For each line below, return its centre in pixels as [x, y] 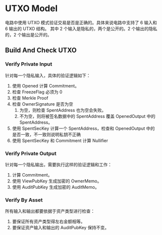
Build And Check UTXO [41, 50]
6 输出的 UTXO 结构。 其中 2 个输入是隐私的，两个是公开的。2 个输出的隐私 [81, 28]
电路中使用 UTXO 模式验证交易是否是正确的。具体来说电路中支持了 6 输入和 [81, 22]
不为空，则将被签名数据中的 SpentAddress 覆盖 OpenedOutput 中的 [87, 116]
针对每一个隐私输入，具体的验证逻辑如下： [48, 75]
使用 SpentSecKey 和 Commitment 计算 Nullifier [60, 140]
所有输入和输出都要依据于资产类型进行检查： [50, 211]
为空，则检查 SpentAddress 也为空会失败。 [63, 110]
